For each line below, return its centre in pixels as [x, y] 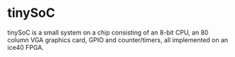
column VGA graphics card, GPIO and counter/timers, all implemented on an [118, 39]
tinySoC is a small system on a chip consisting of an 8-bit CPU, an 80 [108, 32]
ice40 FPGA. [26, 47]
